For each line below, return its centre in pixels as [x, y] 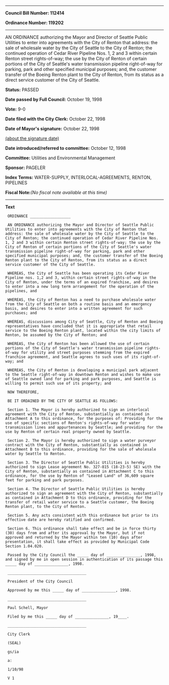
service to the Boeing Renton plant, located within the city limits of [83, 330]
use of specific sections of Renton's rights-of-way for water [73, 423]
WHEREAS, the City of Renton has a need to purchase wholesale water [82, 300]
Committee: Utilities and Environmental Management [60, 158]
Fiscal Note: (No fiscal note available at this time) [56, 192]
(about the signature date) [32, 138]
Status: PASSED [22, 90]
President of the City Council [40, 581]
